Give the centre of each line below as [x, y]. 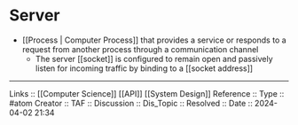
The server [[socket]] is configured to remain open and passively [154, 59]
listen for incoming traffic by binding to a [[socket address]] [144, 68]
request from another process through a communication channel [140, 49]
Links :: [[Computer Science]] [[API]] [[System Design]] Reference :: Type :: [147, 93]
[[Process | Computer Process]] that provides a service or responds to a [154, 40]
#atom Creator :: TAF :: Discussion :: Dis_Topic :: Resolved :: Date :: [131, 103]
